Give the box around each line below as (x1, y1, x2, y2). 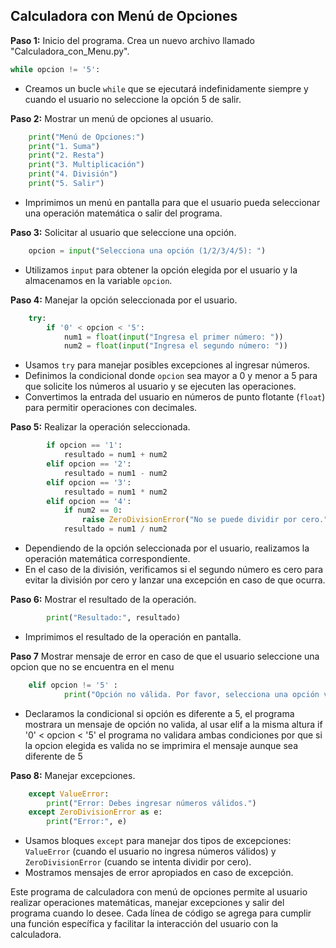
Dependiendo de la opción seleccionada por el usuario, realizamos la (24, 542, 310, 554)
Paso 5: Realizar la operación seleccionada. (10, 421, 191, 433)
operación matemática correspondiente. (24, 553, 191, 565)
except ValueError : (28, 789, 110, 799)
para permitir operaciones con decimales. (24, 402, 198, 414)
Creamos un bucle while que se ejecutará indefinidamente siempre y (24, 82, 309, 94)
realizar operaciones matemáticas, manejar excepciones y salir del (10, 897, 285, 909)
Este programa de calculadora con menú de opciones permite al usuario (10, 886, 308, 898)
